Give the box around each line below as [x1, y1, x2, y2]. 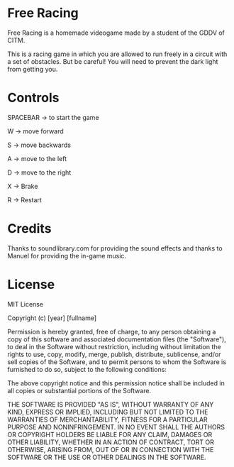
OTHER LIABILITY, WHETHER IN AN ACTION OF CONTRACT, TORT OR [7, 438, 214, 446]
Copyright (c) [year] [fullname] [7, 314, 97, 322]
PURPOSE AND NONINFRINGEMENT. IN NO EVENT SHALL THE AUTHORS [7, 422, 225, 431]
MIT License [7, 300, 44, 308]
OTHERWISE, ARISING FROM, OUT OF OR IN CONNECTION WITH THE [7, 445, 214, 454]
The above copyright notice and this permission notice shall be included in [7, 378, 225, 388]
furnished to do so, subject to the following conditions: [7, 365, 167, 373]
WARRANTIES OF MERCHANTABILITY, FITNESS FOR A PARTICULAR [7, 415, 208, 424]
